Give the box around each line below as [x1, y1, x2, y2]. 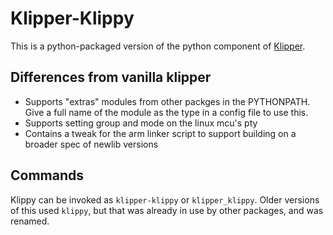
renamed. [10, 215, 50, 227]
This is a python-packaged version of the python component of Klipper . [10, 40, 306, 52]
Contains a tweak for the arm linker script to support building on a [24, 127, 297, 139]
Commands [10, 167, 85, 184]
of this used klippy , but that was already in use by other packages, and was [10, 204, 324, 216]
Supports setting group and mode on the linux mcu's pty [24, 117, 258, 129]
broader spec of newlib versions [24, 138, 159, 150]
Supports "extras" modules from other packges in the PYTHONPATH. [24, 95, 311, 107]
